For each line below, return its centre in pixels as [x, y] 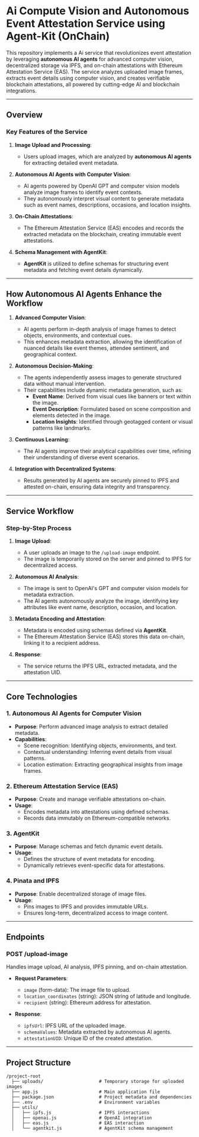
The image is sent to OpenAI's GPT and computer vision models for [106, 588]
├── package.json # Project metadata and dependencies [102, 1097]
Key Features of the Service [47, 132]
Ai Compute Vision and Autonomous [98, 11]
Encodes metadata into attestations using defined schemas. [97, 812]
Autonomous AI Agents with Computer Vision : [73, 174]
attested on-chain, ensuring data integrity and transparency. [97, 487]
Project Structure [38, 1062]
